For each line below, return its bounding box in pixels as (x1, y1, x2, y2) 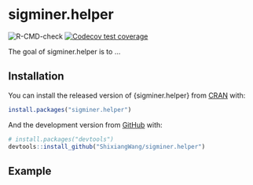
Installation (8, 69, 64, 83)
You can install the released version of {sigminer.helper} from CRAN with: (8, 91, 246, 100)
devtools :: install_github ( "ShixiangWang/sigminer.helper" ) (8, 142, 206, 150)
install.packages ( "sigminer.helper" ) (8, 105, 132, 113)
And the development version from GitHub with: (8, 120, 163, 129)
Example (8, 164, 52, 178)
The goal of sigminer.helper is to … (8, 46, 121, 56)
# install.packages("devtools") (8, 135, 114, 143)
